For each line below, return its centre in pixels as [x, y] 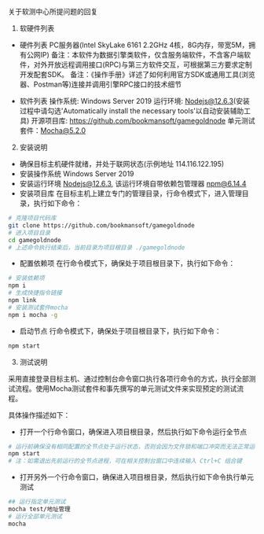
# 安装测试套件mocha [38, 308]
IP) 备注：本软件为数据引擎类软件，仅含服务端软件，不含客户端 [142, 55]
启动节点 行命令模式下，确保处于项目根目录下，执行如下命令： [120, 331]
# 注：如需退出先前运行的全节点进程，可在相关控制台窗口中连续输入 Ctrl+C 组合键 [125, 461]
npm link [22, 300]
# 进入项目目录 [29, 233]
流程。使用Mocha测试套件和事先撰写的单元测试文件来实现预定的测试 [126, 389]
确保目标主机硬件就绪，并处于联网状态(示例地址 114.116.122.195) [122, 164]
